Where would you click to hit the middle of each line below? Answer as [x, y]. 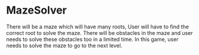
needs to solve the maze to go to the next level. [64, 46]
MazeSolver [37, 10]
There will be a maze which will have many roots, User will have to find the [98, 27]
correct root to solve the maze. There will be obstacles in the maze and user [100, 33]
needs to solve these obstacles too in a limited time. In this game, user [92, 39]
